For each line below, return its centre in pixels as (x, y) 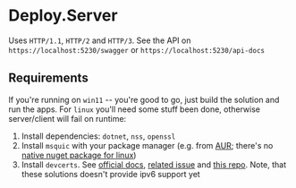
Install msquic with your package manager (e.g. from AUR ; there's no (147, 145)
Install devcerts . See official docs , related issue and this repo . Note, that (154, 164)
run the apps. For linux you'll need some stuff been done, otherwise (135, 109)
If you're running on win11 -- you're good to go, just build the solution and (144, 99)
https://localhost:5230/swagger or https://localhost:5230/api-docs (137, 49)
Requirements (48, 78)
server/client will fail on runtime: (68, 118)
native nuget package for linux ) (79, 155)
